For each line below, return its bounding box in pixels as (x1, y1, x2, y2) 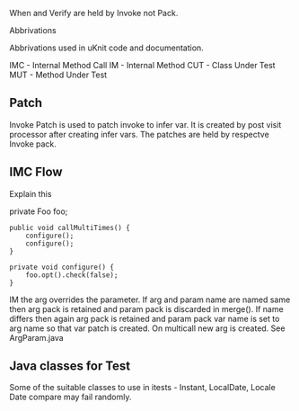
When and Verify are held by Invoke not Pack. (9, 8, 179, 18)
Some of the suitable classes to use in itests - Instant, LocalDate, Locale (9, 382, 276, 393)
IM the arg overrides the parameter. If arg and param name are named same (9, 294, 291, 305)
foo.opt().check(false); (25, 270, 119, 280)
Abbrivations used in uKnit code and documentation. (9, 42, 204, 53)
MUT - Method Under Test (9, 69, 108, 80)
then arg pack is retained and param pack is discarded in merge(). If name (9, 303, 285, 314)
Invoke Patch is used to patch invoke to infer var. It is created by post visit (9, 119, 282, 130)
